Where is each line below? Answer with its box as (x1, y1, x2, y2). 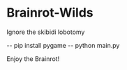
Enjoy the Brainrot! (6, 54, 60, 63)
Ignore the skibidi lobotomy (6, 28, 85, 36)
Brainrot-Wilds (6, 5, 94, 21)
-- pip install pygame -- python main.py (6, 41, 120, 49)
